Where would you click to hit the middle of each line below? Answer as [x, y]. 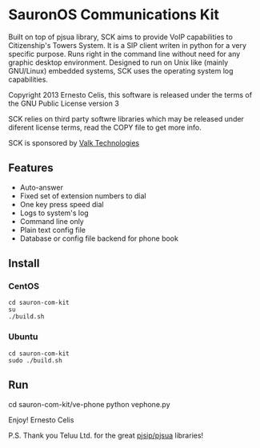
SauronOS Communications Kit [114, 15]
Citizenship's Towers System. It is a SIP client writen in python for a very [127, 45]
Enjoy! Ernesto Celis [41, 420]
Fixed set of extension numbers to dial [83, 196]
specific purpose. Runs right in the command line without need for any [124, 54]
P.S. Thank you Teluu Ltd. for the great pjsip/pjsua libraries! [106, 435]
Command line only [52, 221]
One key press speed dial [62, 204]
